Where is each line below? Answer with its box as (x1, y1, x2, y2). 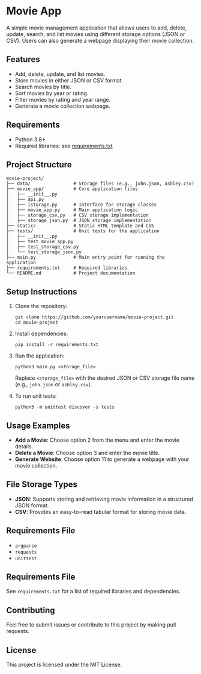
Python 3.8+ (14, 135, 46, 143)
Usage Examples (6, 420, 70, 431)
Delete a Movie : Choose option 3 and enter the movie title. (14, 450, 160, 456)
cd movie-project (14, 320, 59, 326)
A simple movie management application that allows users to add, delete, (6, 24, 187, 31)
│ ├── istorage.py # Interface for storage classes (6, 202, 157, 208)
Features (6, 54, 40, 64)
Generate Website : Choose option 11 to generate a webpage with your (14, 456, 190, 463)
